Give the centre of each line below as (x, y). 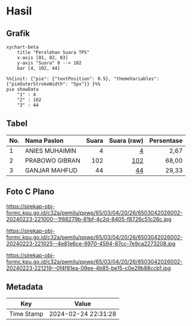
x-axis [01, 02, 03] (43, 58)
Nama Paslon (44, 140)
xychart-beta (22, 47)
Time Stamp (26, 314)
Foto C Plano (30, 192)
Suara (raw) (126, 140)
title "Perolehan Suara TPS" (53, 52)
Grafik (18, 33)
